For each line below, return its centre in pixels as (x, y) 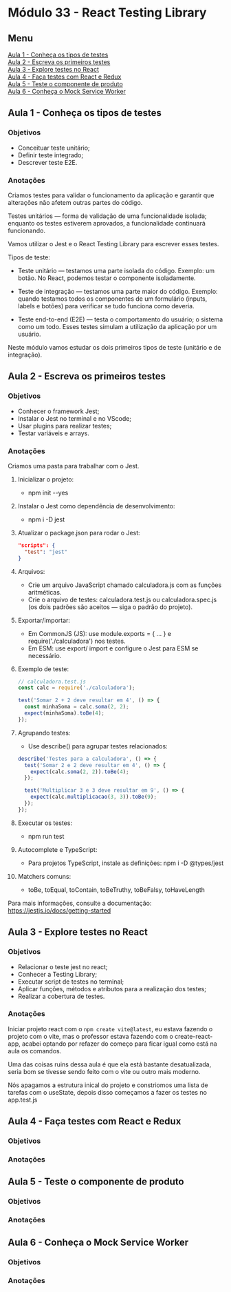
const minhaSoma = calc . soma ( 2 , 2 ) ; (77, 707)
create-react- (194, 1036)
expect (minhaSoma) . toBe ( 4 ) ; (65, 713)
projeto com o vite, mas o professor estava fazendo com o (91, 1036)
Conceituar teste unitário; (54, 148)
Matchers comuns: (44, 876)
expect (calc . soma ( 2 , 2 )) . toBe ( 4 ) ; (80, 772)
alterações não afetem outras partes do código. (75, 202)
